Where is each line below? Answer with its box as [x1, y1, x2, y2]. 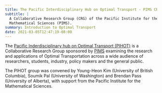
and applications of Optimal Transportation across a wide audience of [5, 53, 144, 59]
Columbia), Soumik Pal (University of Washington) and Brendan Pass [5, 73, 142, 78]
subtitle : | [5, 12, 29, 16]
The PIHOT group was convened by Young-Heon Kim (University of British [5, 68, 153, 73]
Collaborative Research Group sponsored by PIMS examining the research [5, 48, 153, 54]
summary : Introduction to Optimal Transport [5, 25, 96, 30]
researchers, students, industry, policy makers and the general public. [5, 59, 144, 64]
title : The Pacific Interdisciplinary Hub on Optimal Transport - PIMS [5, 7, 152, 12]
